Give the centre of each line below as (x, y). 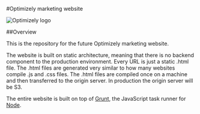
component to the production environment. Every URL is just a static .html (98, 61)
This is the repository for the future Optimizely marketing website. (88, 43)
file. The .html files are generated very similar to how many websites (91, 68)
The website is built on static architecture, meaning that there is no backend (100, 55)
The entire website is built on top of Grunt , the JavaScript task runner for (96, 99)
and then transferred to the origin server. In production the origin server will (100, 81)
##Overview (22, 32)
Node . (14, 105)
